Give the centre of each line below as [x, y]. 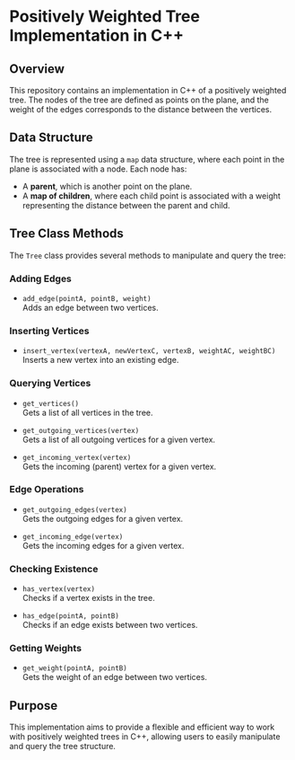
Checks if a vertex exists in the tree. [88, 598]
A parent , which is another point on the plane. [107, 186]
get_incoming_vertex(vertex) [77, 457]
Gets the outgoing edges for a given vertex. [103, 518]
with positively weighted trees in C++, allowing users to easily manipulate [145, 737]
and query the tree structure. [63, 747]
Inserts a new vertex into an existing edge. [100, 360]
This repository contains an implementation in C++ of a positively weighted [148, 90]
